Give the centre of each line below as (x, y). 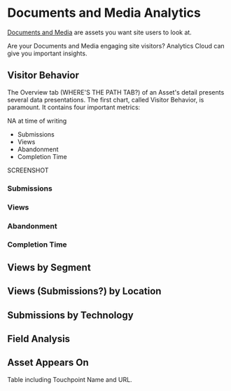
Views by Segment (49, 267)
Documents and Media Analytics (104, 13)
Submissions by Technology (71, 315)
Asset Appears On (48, 363)
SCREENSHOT (28, 170)
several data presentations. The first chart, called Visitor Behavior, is (106, 100)
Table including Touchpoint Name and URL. (70, 379)
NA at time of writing (37, 121)
